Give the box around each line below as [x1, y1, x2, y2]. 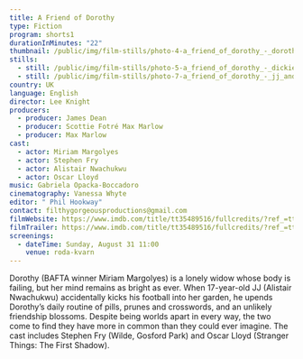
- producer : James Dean [17, 114, 106, 123]
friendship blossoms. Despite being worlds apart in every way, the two [9, 311, 271, 322]
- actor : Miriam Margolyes [17, 147, 119, 156]
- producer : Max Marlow [17, 131, 106, 140]
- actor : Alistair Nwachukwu [17, 164, 127, 173]
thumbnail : [9, 47, 50, 56]
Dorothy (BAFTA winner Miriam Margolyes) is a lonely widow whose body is [9, 272, 291, 284]
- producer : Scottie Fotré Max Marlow [17, 123, 164, 132]
